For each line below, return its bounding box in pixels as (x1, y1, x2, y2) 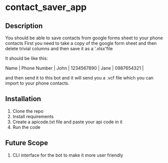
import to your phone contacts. (5, 80, 69, 86)
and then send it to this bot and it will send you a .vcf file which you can (5, 75, 154, 80)
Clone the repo (12, 108, 44, 114)
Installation (5, 95, 41, 103)
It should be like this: (5, 55, 48, 61)
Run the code (12, 124, 41, 130)
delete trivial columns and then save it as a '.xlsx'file (5, 46, 113, 51)
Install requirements (12, 113, 54, 119)
